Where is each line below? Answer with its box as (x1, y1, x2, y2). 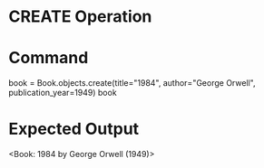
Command (8, 48, 89, 69)
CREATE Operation (8, 6, 152, 27)
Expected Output (8, 119, 140, 139)
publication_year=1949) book (8, 88, 117, 98)
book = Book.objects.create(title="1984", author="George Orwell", (8, 78, 256, 89)
